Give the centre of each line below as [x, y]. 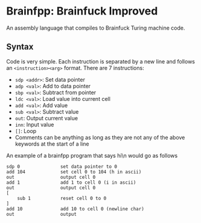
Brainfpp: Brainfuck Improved [82, 11]
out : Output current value [46, 118]
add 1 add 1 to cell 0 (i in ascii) [71, 183]
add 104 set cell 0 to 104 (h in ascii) [74, 172]
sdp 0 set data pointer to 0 [62, 166]
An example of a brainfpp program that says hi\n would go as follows [92, 155]
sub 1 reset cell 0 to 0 [62, 198]
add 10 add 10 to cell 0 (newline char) [75, 209]
